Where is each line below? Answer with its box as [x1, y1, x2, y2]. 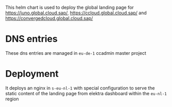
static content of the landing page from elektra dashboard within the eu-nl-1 [5, 90, 167, 96]
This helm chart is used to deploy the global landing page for [5, 5, 134, 10]
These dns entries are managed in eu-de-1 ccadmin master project [5, 50, 146, 56]
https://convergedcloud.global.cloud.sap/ [5, 15, 93, 21]
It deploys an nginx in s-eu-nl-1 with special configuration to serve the [5, 84, 155, 91]
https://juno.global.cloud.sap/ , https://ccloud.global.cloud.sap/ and [5, 10, 147, 16]
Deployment [5, 68, 59, 80]
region [5, 96, 19, 102]
